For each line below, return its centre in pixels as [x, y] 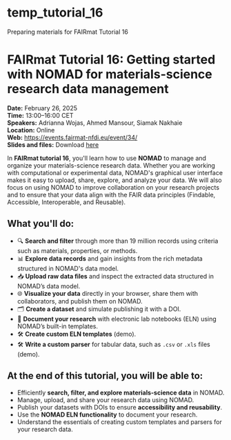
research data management [88, 89]
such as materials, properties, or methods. [77, 250]
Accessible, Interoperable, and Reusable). [67, 202]
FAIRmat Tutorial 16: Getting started [111, 60]
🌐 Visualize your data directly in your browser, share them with [108, 293]
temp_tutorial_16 [55, 13]
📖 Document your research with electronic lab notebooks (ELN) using [117, 319]
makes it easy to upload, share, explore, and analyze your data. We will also [114, 180]
